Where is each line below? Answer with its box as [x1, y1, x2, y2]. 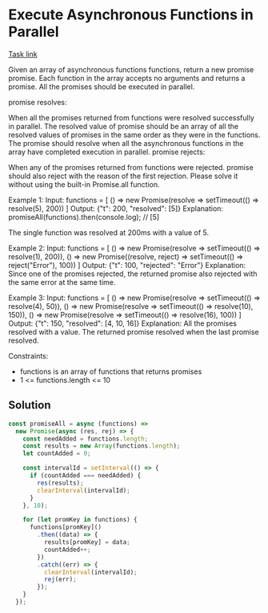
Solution [8, 399, 51, 412]
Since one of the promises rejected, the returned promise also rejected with [8, 269, 258, 278]
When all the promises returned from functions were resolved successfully [8, 112, 254, 122]
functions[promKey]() [29, 523, 102, 531]
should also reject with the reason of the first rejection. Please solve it [8, 171, 238, 181]
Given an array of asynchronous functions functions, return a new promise [8, 64, 254, 74]
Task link [8, 49, 38, 59]
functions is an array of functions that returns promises [19, 367, 202, 376]
